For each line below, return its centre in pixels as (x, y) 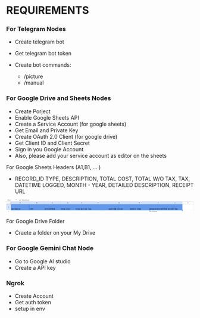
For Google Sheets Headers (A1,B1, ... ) (54, 167)
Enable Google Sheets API (47, 117)
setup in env (30, 308)
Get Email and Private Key (46, 130)
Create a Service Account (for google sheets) (71, 124)
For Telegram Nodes (36, 29)
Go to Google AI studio (43, 261)
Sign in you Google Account (49, 149)
